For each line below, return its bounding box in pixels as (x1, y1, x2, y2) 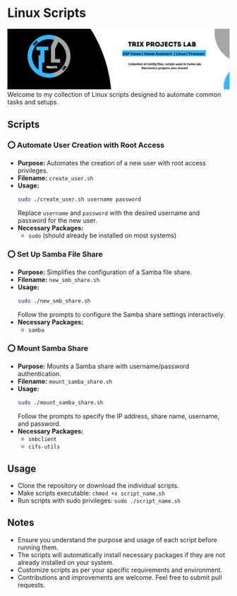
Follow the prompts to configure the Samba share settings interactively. (17, 310, 226, 319)
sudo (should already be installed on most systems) (28, 231, 177, 240)
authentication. (17, 370, 61, 378)
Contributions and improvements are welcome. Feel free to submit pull (17, 573, 222, 581)
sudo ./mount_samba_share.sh (17, 399, 104, 407)
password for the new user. (17, 216, 97, 224)
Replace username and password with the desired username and (17, 209, 200, 217)
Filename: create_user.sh (17, 173, 94, 182)
